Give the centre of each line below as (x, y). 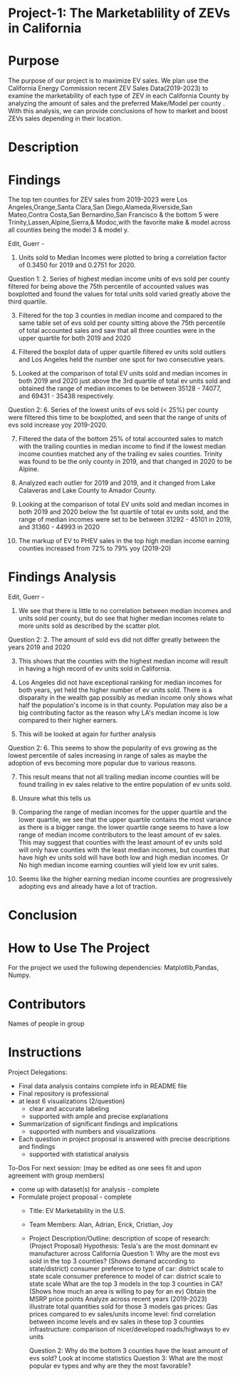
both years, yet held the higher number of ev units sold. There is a (115, 690)
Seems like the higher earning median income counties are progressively (125, 879)
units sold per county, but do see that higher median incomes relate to (121, 619)
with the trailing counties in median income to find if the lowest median (122, 446)
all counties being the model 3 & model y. (69, 230)
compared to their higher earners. (68, 721)
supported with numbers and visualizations (92, 1132)
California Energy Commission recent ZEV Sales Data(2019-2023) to (108, 88)
